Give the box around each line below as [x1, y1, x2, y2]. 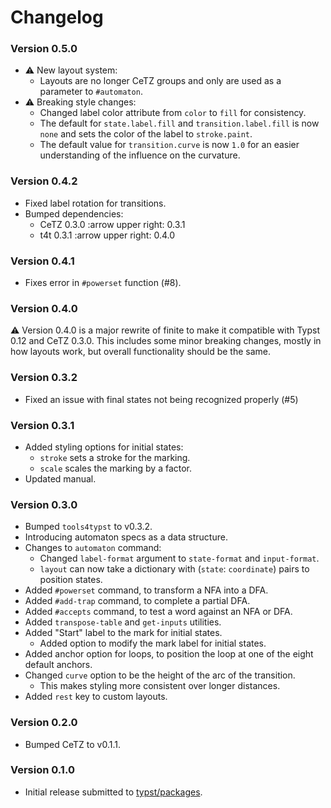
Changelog [10, 6, 104, 29]
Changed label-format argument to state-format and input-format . [39, 552, 320, 565]
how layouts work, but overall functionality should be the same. [10, 346, 271, 358]
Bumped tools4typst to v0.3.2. [24, 521, 153, 533]
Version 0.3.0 [10, 497, 78, 511]
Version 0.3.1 [10, 418, 75, 432]
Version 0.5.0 [10, 42, 78, 56]
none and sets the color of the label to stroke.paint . [39, 128, 253, 140]
